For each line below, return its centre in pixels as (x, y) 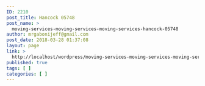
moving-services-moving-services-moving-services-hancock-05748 (95, 29)
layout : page (23, 46)
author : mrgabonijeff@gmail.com (47, 35)
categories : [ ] (27, 74)
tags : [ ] (19, 68)
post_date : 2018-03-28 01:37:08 (47, 40)
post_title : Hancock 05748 (41, 18)
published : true (27, 62)
